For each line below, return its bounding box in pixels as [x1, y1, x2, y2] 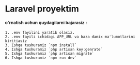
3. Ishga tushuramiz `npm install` [5, 43, 77, 48]
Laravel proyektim [5, 3, 79, 14]
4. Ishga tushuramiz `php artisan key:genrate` [5, 47, 103, 52]
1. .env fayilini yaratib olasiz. [5, 30, 75, 35]
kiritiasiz [5, 39, 27, 44]
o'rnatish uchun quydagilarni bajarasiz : [5, 19, 87, 25]
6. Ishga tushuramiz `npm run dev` [5, 55, 77, 61]
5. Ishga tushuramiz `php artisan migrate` [5, 52, 94, 56]
